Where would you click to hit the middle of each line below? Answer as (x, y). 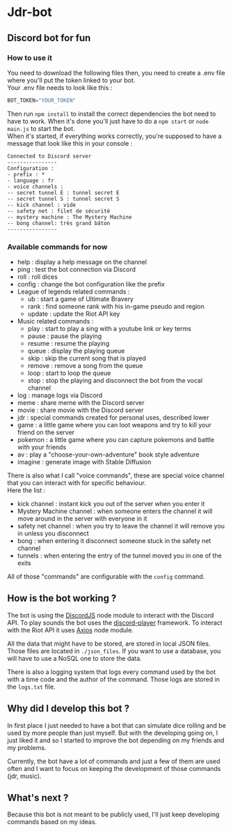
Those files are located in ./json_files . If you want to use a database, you (114, 651)
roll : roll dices (37, 277)
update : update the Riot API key (74, 314)
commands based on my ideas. (52, 822)
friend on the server (46, 432)
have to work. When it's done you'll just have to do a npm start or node (108, 121)
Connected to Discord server (49, 156)
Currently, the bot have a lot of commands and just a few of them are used (114, 761)
